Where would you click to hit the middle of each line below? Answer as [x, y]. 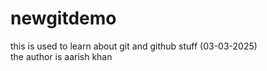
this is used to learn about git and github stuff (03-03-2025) [134, 46]
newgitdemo [63, 18]
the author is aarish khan [61, 56]
